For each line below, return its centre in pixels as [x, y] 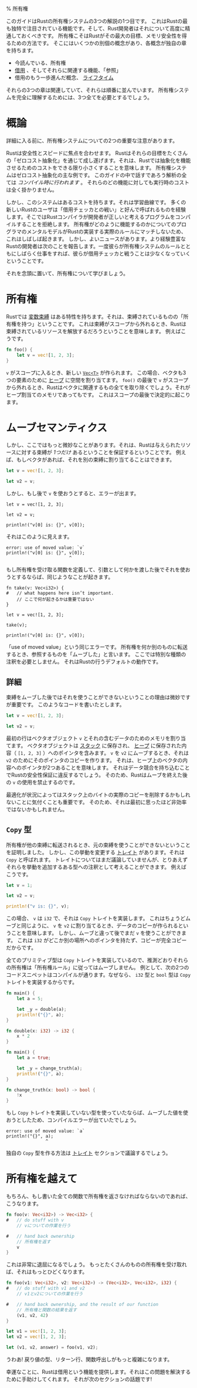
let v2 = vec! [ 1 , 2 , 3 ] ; [36, 1337]
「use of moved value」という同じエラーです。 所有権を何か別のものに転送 [97, 647]
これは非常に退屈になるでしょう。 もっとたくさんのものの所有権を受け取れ [97, 1265]
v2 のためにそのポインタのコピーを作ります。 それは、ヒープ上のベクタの [94, 760]
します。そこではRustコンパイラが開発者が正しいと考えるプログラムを [91, 216]
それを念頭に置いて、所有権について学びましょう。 [67, 273]
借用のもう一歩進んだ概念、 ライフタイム [64, 77]
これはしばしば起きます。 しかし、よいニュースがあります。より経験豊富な [96, 239]
